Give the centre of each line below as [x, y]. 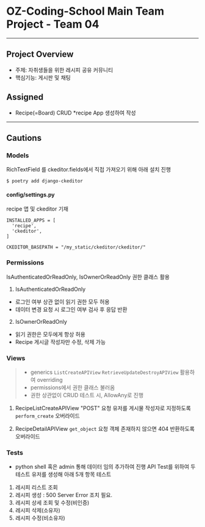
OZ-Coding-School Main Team [85, 11]
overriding [50, 380]
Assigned [25, 97]
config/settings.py [31, 195]
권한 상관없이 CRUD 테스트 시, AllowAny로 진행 [87, 395]
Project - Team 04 [53, 24]
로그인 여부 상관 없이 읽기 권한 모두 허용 [62, 302]
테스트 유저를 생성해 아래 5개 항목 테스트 [63, 474]
